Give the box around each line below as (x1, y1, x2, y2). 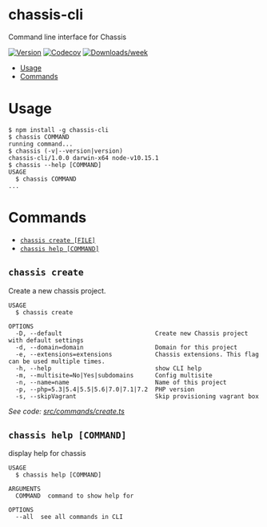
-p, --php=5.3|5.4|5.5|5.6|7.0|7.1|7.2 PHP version (15, 385, 195, 393)
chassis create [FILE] (19, 236, 96, 245)
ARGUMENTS (8, 485, 42, 493)
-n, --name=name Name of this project (15, 378, 227, 386)
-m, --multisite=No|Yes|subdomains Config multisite (15, 371, 213, 379)
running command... (8, 140, 74, 148)
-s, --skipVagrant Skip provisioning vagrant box (15, 392, 260, 401)
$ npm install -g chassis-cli (8, 126, 110, 134)
